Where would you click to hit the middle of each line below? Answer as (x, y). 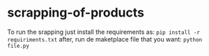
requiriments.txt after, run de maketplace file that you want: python (105, 39)
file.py (18, 46)
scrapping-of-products (76, 13)
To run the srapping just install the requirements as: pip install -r (104, 32)
